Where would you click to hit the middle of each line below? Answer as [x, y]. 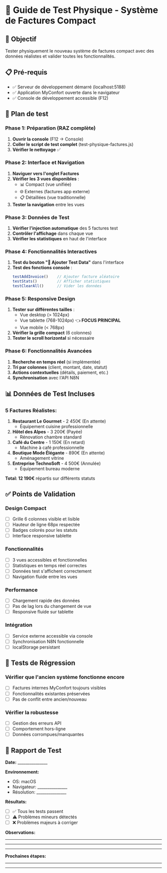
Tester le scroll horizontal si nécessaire [53, 338]
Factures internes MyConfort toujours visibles [59, 688]
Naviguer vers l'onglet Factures [46, 173]
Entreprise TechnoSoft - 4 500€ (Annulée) [56, 463]
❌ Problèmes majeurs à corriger [45, 823]
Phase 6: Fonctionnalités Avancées [48, 351]
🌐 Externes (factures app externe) [55, 191]
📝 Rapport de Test [33, 750]
